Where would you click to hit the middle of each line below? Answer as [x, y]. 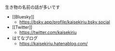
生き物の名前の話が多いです [33, 7]
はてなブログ [25, 38]
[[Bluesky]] [23, 17]
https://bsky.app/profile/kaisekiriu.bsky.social [65, 22]
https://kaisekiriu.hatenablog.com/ [53, 43]
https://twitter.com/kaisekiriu [48, 32]
